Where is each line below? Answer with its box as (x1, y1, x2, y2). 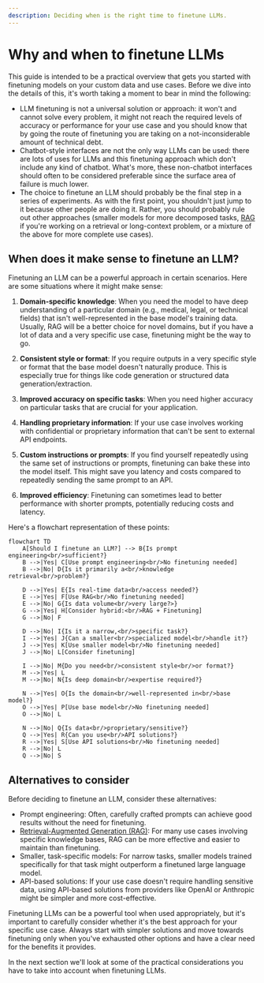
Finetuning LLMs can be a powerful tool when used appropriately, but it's (8, 909, 246, 918)
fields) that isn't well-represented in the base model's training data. (19, 313, 238, 323)
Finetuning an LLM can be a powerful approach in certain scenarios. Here (8, 273, 247, 282)
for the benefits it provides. (8, 942, 96, 951)
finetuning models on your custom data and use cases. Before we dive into (8, 80, 251, 89)
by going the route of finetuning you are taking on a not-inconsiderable (19, 129, 251, 138)
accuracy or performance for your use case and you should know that (19, 120, 247, 130)
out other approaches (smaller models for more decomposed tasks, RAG (19, 212, 255, 222)
